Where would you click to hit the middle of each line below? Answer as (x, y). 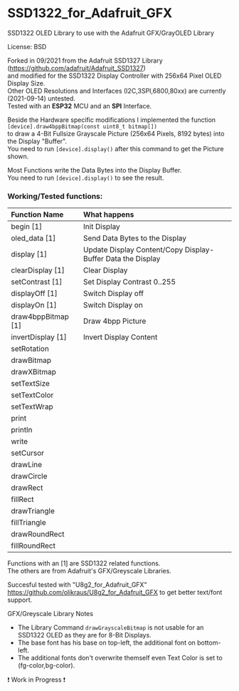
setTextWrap (32, 406)
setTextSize (30, 384)
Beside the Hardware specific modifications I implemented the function (111, 120)
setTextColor (32, 395)
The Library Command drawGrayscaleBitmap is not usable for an (111, 628)
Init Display (101, 227)
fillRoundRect (33, 546)
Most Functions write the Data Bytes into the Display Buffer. (95, 170)
